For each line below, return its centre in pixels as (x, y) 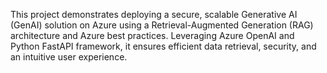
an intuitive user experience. (69, 57)
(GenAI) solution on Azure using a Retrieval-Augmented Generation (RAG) (162, 25)
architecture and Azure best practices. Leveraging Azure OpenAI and (152, 35)
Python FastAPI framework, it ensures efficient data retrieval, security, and (163, 46)
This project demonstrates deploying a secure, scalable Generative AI (154, 14)
